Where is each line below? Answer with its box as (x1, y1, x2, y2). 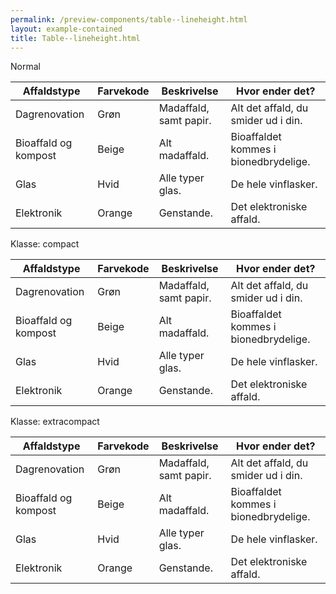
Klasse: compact (10, 238, 80, 250)
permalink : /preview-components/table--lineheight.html (10, 14, 248, 25)
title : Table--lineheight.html (10, 33, 141, 43)
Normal (10, 61, 41, 73)
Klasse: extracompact (10, 416, 100, 428)
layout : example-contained (10, 24, 123, 34)
